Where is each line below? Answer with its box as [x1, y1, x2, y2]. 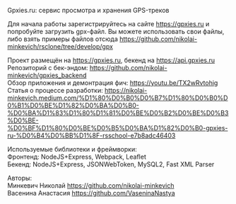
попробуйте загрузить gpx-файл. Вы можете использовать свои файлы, [7, 28, 225, 35]
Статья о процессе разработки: [7, 86, 104, 94]
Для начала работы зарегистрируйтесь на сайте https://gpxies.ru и [7, 20, 210, 28]
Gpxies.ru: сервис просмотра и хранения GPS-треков [7, 6, 170, 14]
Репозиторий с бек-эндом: [7, 64, 88, 72]
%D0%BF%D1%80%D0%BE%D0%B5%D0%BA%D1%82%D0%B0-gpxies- [7, 124, 228, 132]
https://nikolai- [105, 86, 148, 94]
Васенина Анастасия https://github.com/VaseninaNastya [7, 189, 175, 197]
